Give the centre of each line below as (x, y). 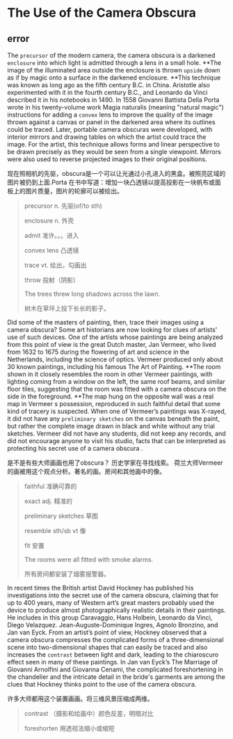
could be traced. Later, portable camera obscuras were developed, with (110, 129)
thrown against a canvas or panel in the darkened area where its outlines (111, 122)
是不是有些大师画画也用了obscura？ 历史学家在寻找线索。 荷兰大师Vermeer (115, 463)
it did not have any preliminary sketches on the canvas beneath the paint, (114, 419)
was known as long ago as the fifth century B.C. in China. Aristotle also (109, 85)
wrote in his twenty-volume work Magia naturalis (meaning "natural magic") (115, 107)
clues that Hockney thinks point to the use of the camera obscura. (102, 684)
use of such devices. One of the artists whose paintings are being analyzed (115, 337)
